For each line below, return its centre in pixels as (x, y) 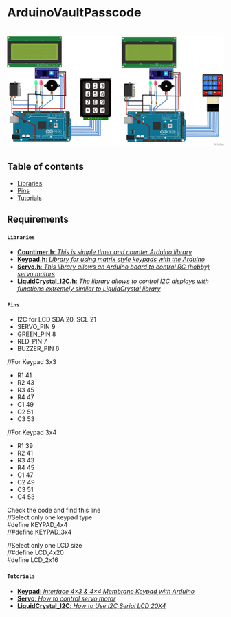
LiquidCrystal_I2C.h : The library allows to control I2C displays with (113, 281)
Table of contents (45, 167)
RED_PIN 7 (32, 341)
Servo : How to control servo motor (66, 598)
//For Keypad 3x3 (32, 362)
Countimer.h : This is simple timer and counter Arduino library (104, 252)
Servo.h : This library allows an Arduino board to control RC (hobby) (113, 267)
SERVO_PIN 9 (36, 327)
